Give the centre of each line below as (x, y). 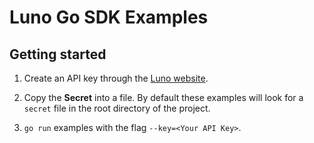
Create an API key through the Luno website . (116, 78)
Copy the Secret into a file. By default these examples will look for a (163, 97)
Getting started (58, 54)
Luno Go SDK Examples (109, 17)
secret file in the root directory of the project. (117, 108)
